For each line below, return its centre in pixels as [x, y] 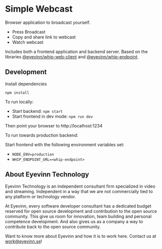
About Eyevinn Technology [47, 174]
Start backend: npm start [37, 111]
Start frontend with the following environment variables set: [65, 144]
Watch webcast [28, 42]
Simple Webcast [39, 9]
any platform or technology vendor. [40, 196]
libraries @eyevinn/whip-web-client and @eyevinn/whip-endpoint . [72, 56]
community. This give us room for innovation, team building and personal [79, 216]
